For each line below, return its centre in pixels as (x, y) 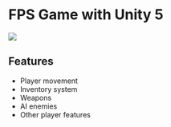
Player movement (49, 81)
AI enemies (39, 106)
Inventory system (49, 89)
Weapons (36, 97)
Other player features (55, 114)
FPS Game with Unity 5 (86, 15)
